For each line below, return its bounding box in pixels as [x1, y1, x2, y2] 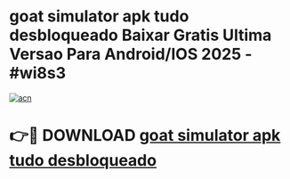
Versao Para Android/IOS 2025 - [9, 45, 253, 64]
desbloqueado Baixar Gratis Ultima [9, 25, 272, 45]
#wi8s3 [9, 63, 67, 84]
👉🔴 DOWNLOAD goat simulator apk [9, 126, 281, 146]
